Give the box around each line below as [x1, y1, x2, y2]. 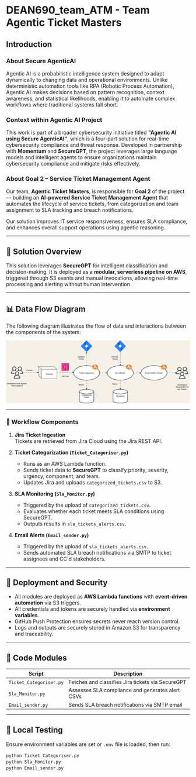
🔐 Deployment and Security [6, 577, 108, 588]
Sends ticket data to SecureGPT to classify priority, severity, [23, 466, 169, 473]
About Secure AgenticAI [6, 57, 76, 65]
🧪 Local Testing [6, 725, 63, 735]
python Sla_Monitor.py [6, 759, 61, 765]
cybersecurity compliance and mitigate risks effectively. [6, 160, 141, 167]
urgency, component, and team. [23, 472, 100, 480]
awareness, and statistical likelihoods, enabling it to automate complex [6, 95, 176, 102]
